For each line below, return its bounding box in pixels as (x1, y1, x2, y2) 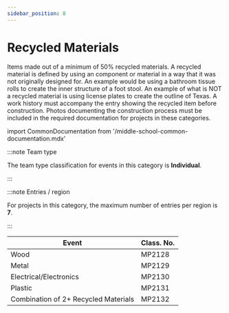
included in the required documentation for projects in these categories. (7, 114, 211, 122)
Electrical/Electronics (10, 272, 79, 281)
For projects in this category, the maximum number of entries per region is (7, 201, 218, 209)
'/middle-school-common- (112, 127, 188, 135)
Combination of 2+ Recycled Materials (10, 294, 135, 303)
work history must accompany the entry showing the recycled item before (7, 99, 217, 107)
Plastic (10, 283, 32, 292)
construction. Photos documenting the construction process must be (7, 106, 203, 114)
